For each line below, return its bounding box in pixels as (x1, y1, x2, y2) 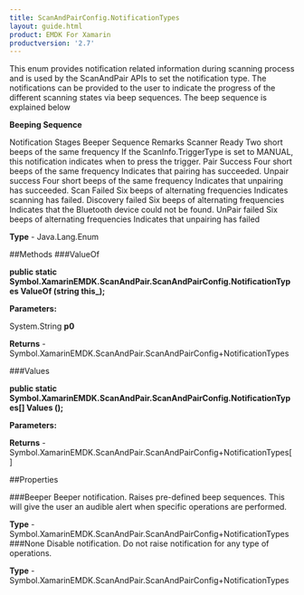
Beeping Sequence (9, 120, 83, 130)
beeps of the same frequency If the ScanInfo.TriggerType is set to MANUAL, (9, 147, 294, 158)
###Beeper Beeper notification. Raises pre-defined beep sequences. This (9, 492, 285, 503)
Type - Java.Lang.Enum (9, 232, 100, 243)
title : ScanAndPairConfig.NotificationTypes (9, 13, 180, 23)
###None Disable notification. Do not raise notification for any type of (9, 538, 270, 549)
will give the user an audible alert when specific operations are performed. (9, 502, 288, 513)
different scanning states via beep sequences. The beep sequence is (9, 92, 267, 103)
